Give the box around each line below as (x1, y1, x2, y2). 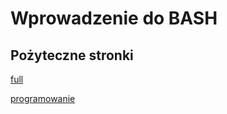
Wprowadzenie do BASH (10, 7, 218, 30)
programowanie (10, 93, 76, 104)
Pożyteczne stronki (10, 47, 134, 64)
